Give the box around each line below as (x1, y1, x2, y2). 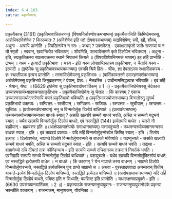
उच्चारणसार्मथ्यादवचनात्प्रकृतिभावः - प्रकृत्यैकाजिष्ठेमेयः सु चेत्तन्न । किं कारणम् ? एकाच (5, 88, 141, 95)
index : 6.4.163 (5, 7, 38, 13)
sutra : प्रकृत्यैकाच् (5, 12, 36, 17)
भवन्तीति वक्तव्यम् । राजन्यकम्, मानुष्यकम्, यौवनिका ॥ (5, 187, 93, 193)
